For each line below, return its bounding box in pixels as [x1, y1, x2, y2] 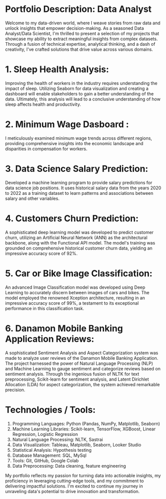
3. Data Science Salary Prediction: [5, 163, 149, 174]
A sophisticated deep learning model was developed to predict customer [5, 229, 154, 235]
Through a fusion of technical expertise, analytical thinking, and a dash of [5, 41, 156, 47]
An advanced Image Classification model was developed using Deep [5, 284, 145, 290]
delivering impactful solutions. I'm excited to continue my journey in [5, 483, 143, 489]
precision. [5, 387, 26, 393]
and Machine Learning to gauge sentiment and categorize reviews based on [5, 365, 161, 371]
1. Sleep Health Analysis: [5, 64, 109, 75]
